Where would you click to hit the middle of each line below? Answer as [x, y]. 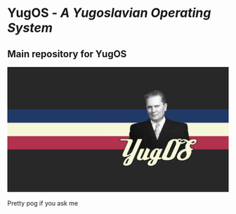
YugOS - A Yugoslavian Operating [109, 13]
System [30, 28]
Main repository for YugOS [67, 54]
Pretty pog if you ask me [43, 203]
